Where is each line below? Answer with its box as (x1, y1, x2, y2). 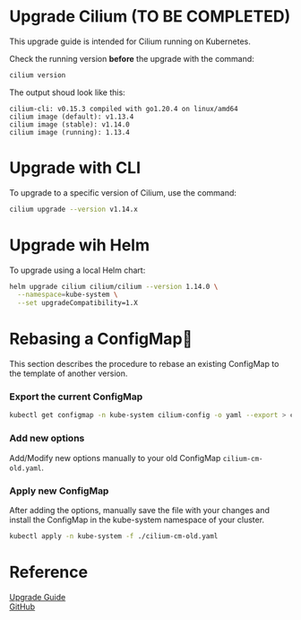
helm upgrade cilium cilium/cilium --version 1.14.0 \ (9, 282, 219, 291)
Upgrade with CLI (9, 158, 142, 178)
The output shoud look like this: (9, 87, 125, 98)
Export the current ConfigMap (9, 390, 143, 403)
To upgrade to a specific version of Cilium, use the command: (9, 187, 237, 198)
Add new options (9, 432, 85, 445)
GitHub (9, 601, 36, 612)
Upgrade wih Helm (9, 235, 150, 255)
